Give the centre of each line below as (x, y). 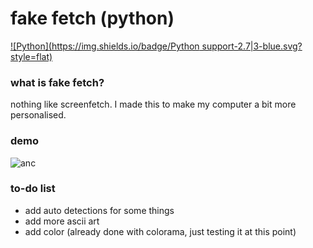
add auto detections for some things (99, 210)
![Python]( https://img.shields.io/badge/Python (105, 46)
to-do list (33, 189)
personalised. (38, 115)
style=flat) (31, 56)
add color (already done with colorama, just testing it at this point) (160, 231)
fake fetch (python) (92, 18)
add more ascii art (62, 221)
